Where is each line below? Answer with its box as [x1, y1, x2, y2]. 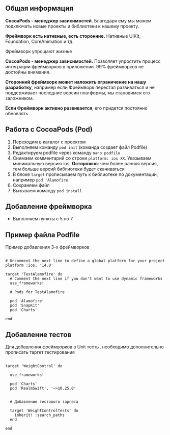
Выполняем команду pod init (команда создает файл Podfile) [12, 144, 148, 150]
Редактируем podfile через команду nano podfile [12, 149, 121, 156]
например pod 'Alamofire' [12, 176, 70, 183]
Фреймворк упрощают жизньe [5, 48, 72, 54]
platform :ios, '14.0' [5, 263, 53, 268]
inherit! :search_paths [14, 413, 65, 418]
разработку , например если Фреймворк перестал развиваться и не [5, 84, 155, 90]
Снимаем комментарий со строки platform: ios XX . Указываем [12, 155, 152, 161]
